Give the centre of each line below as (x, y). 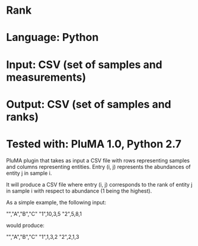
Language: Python (52, 38)
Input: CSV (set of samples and (84, 64)
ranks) (23, 117)
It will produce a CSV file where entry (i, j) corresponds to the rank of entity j (99, 184)
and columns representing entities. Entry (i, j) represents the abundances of (98, 167)
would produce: (25, 225)
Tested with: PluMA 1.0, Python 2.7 (94, 144)
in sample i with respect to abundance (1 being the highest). (79, 191)
